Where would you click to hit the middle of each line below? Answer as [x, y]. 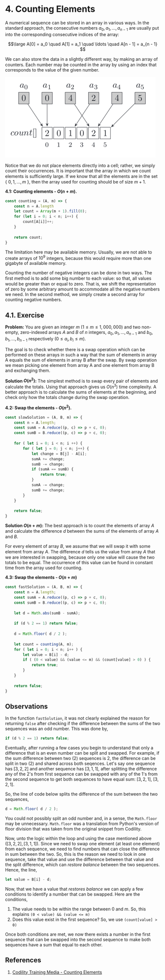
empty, [12, 332]
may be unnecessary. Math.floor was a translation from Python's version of [82, 824]
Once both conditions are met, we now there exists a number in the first [78, 934]
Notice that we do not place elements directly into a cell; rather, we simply [80, 165]
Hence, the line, [21, 870]
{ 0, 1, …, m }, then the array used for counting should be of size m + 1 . [76, 181]
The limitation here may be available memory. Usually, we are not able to [79, 252]
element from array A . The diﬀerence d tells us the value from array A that [80, 552]
